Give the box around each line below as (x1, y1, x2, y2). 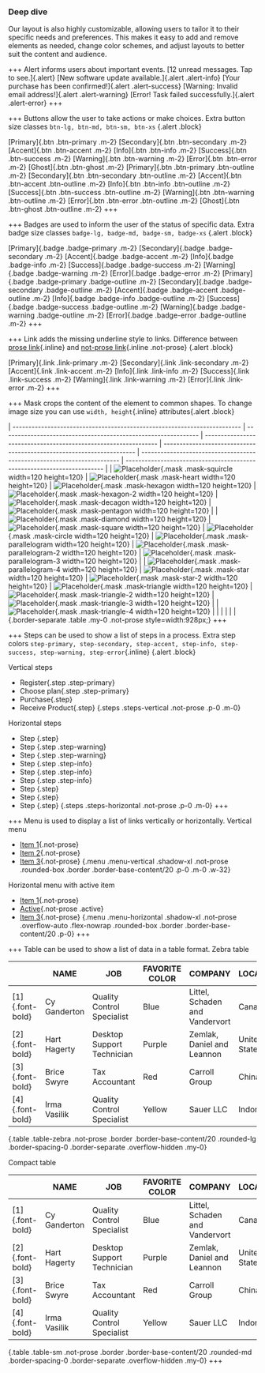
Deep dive (8, 6, 48, 17)
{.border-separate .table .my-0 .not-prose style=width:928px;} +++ (8, 615, 227, 625)
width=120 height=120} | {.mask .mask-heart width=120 (8, 472, 236, 482)
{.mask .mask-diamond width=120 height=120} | (54, 514, 211, 524)
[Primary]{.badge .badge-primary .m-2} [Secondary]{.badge (8, 243, 205, 253)
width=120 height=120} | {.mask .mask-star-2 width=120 (8, 574, 238, 583)
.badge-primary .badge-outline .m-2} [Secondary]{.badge (35, 277, 225, 287)
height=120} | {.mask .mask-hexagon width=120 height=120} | (8, 481, 256, 491)
